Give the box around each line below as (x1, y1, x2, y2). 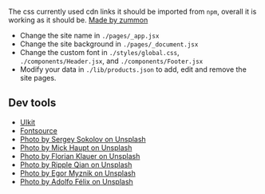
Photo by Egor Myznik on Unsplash (19, 168, 136, 178)
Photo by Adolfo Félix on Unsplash (19, 176, 133, 186)
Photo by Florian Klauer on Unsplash (19, 151, 140, 160)
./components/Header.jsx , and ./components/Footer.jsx (19, 56, 204, 65)
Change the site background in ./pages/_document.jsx (19, 39, 199, 49)
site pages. (19, 73, 57, 82)
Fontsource (19, 125, 57, 135)
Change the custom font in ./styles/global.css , (19, 48, 180, 57)
